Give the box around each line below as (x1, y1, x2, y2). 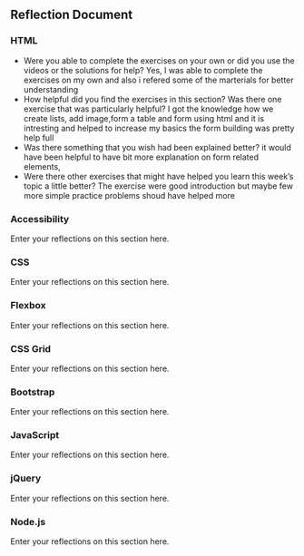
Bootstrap (10, 385, 55, 398)
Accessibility (10, 212, 70, 225)
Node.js (10, 515, 46, 528)
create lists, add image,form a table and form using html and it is (23, 112, 265, 123)
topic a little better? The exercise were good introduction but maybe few (23, 180, 294, 191)
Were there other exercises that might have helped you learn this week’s (23, 171, 294, 181)
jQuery (10, 472, 42, 484)
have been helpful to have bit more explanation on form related (23, 151, 260, 162)
